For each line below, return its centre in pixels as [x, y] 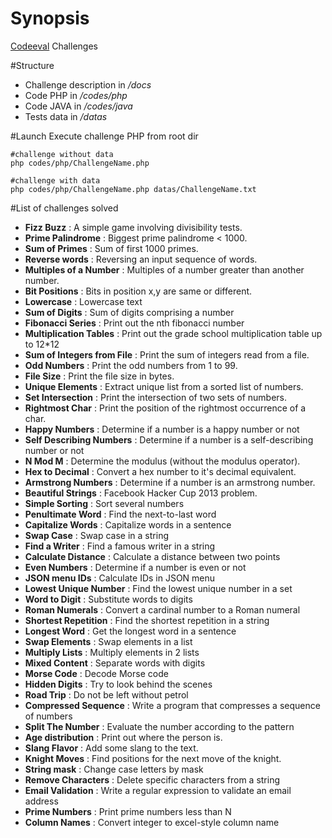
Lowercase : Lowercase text [83, 301]
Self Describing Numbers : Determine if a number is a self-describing [169, 439]
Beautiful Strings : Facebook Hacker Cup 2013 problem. [141, 493]
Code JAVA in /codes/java [78, 106]
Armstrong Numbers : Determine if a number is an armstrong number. [170, 482]
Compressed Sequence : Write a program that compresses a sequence [172, 705]
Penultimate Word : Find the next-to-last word [120, 514]
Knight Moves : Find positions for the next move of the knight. [153, 758]
